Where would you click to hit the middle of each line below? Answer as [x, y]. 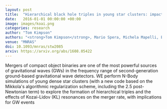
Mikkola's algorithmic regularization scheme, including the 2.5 [69, 86]
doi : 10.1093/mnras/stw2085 [34, 47]
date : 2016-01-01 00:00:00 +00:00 [43, 19]
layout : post [19, 10]
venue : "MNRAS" [21, 42]
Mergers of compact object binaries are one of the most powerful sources [81, 65]
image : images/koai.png [30, 24]
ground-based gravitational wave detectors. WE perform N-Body [72, 76]
